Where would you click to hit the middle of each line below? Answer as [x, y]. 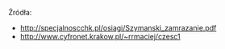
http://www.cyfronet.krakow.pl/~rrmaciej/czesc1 [100, 37]
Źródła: [20, 12]
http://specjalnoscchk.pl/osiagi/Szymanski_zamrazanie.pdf [118, 28]
